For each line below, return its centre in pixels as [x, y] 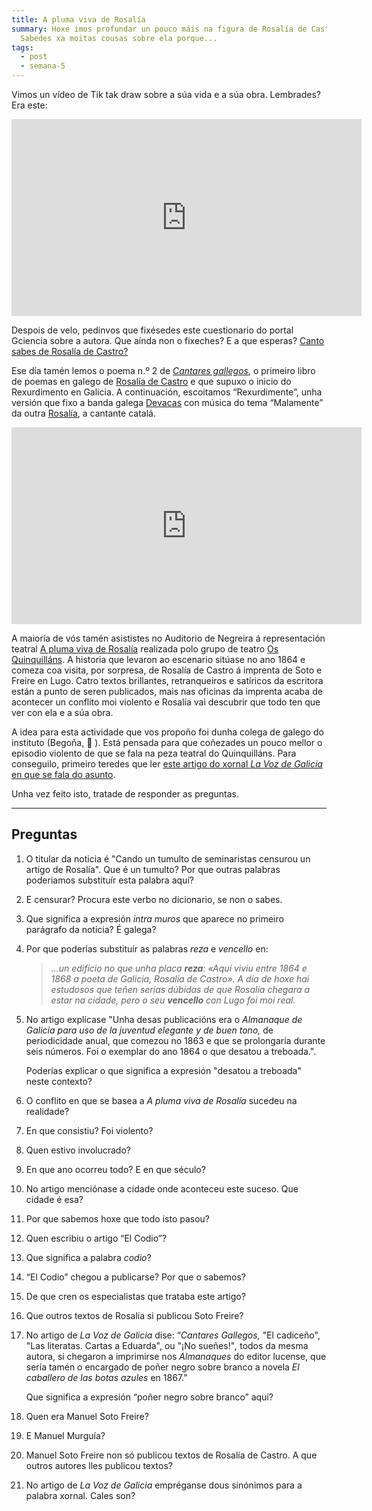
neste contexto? [59, 1081]
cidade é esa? [54, 1199]
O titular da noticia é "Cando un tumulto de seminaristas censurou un [168, 858]
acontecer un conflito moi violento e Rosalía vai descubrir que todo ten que [166, 702]
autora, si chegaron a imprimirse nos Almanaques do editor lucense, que [176, 1356]
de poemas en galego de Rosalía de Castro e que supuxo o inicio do [151, 381]
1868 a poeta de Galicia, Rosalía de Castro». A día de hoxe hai [180, 978]
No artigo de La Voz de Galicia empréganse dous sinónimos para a [164, 1485]
